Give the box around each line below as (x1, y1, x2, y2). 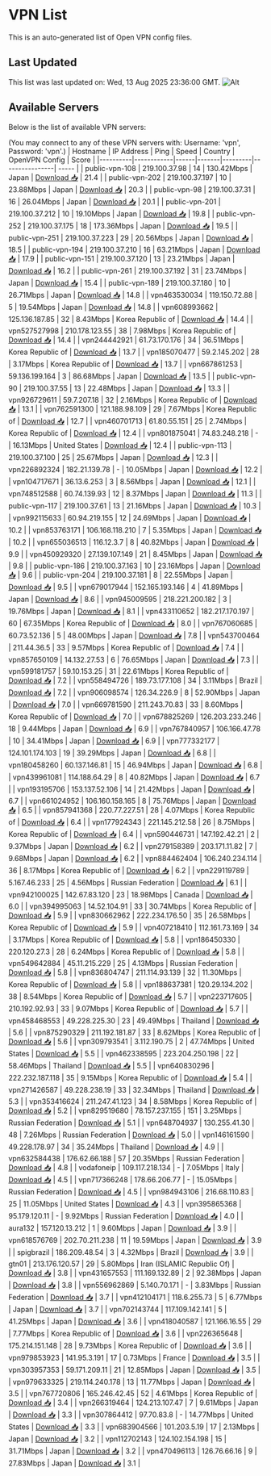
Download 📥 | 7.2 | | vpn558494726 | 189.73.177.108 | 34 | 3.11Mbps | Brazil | (8, 675, 263, 685)
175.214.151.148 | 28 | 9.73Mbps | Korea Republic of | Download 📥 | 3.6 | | (8, 1340, 252, 1350)
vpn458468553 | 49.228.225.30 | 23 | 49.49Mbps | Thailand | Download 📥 (8, 1015, 260, 1026)
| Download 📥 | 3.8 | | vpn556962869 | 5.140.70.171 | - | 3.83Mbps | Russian (8, 1280, 261, 1290)
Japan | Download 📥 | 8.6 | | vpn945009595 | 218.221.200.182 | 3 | (8, 594, 231, 604)
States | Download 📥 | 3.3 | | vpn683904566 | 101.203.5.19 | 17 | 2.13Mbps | (8, 1422, 260, 1432)
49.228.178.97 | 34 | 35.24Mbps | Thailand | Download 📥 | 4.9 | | (8, 1142, 224, 1152)
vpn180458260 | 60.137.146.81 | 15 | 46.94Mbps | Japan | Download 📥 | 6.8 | (8, 760, 263, 770)
